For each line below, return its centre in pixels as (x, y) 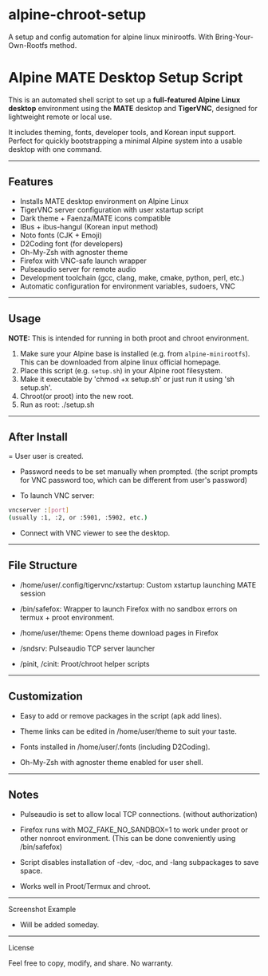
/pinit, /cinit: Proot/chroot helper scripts (85, 663)
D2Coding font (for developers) (71, 243)
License (21, 947)
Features (31, 182)
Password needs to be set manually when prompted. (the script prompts (138, 472)
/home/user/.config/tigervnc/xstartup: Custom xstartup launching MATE (138, 584)
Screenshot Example (42, 909)
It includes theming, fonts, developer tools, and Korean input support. (122, 132)
